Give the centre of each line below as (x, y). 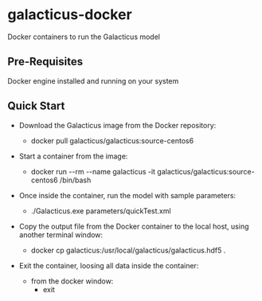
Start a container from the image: (73, 156)
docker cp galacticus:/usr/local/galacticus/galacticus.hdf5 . (128, 250)
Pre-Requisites (45, 62)
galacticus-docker (70, 15)
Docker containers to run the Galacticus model (84, 37)
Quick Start (36, 106)
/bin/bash (75, 180)
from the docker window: (72, 281)
